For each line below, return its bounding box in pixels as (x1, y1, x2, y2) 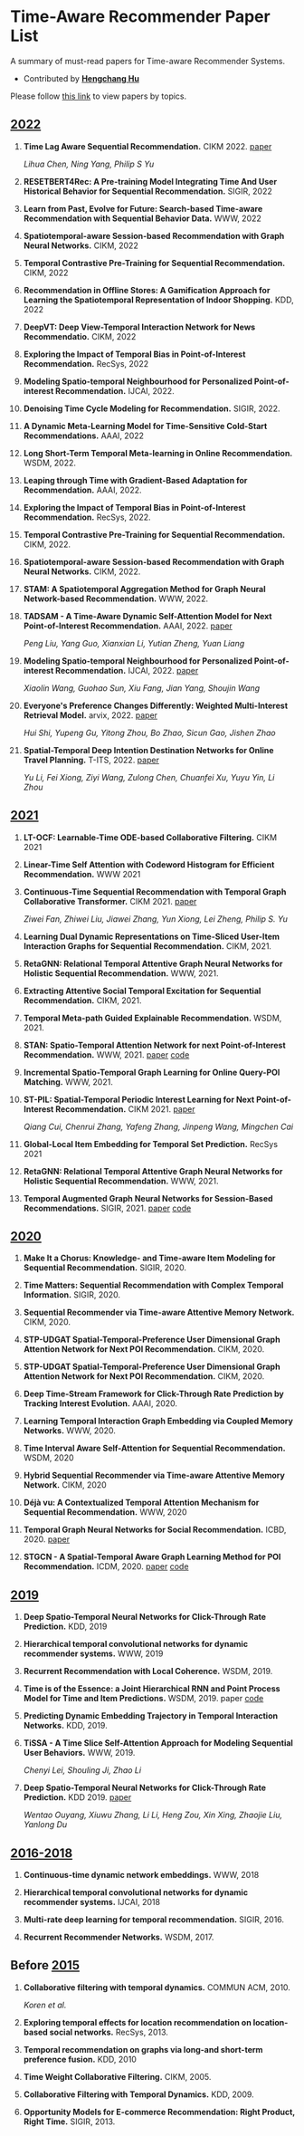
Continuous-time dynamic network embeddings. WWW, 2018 (23, 1870, 260, 1880)
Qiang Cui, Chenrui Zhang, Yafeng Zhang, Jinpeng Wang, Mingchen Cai (23, 1121, 293, 1132)
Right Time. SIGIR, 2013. (23, 2116, 116, 2127)
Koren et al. (23, 1999, 67, 2010)
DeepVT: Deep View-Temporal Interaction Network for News (23, 321, 256, 332)
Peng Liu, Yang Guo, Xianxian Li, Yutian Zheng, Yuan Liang (23, 637, 245, 648)
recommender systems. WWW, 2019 (23, 1648, 164, 1659)
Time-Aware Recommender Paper (10, 6, 271, 27)
